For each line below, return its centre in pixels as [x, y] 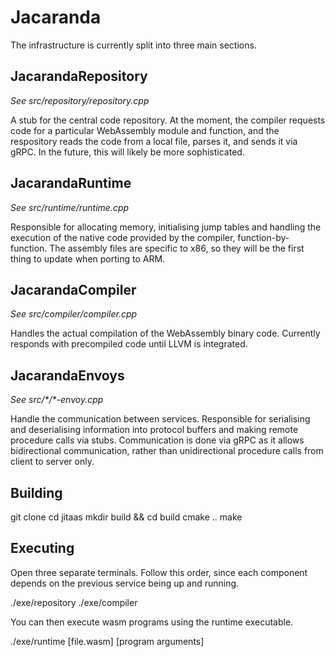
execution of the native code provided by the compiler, [123, 237]
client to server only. [52, 462]
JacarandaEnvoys [67, 375]
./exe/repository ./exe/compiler [74, 602]
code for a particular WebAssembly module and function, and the [145, 130]
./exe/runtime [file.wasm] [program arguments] [107, 641]
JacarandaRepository [79, 76]
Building [36, 492]
